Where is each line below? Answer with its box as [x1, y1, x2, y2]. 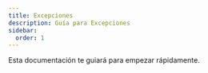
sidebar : [8, 26, 38, 34]
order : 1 [15, 33, 45, 42]
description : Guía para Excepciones [8, 19, 130, 27]
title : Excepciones [8, 11, 74, 20]
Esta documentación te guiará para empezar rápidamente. [8, 56, 200, 65]
